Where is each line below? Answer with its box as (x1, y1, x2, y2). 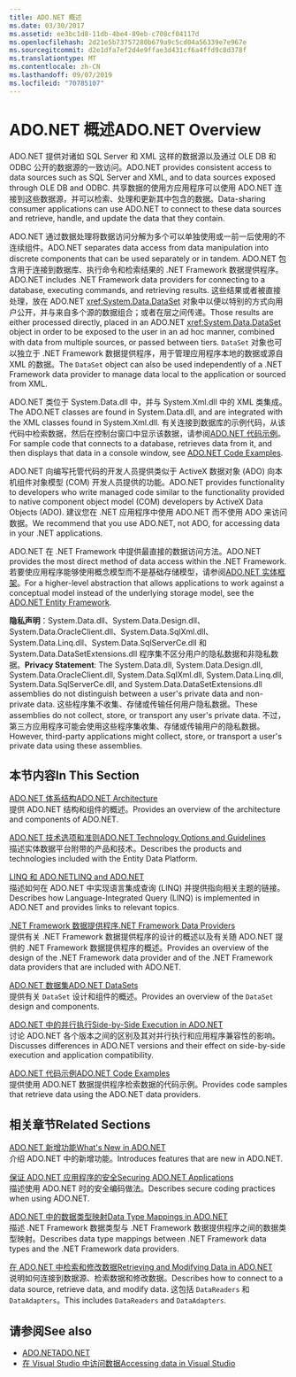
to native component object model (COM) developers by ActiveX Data (9, 496, 263, 507)
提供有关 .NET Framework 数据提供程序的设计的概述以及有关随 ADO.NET (9, 932, 274, 942)
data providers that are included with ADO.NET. (9, 962, 182, 972)
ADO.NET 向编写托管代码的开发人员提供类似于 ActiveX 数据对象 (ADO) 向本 (9, 466, 283, 476)
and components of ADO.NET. (9, 814, 119, 824)
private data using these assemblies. (9, 740, 143, 751)
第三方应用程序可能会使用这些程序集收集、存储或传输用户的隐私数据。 (9, 721, 265, 731)
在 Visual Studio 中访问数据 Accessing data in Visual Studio (21, 1358, 236, 1368)
